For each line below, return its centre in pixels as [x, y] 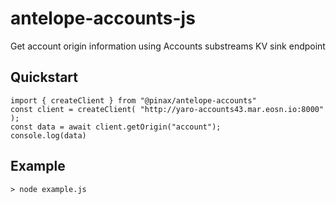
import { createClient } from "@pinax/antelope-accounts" [133, 100]
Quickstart [44, 77]
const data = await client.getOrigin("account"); [116, 127]
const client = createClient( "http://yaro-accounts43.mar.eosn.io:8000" [167, 109]
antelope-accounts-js [103, 18]
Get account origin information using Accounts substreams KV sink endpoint [168, 46]
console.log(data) [48, 135]
